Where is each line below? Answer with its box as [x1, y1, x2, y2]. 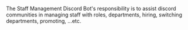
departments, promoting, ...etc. [6, 18, 82, 24]
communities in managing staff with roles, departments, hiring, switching [6, 11, 182, 18]
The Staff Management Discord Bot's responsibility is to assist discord [6, 5, 176, 12]
